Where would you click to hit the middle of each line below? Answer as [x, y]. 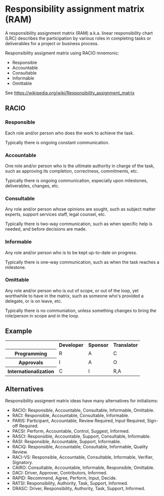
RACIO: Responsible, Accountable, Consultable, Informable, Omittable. [83, 410]
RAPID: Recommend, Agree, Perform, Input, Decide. [64, 478]
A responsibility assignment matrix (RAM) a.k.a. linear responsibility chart [79, 33]
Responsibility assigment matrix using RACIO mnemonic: [62, 53]
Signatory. [23, 462]
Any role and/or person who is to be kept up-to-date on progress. [71, 252]
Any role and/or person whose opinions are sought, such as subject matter [80, 209]
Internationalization [31, 371]
